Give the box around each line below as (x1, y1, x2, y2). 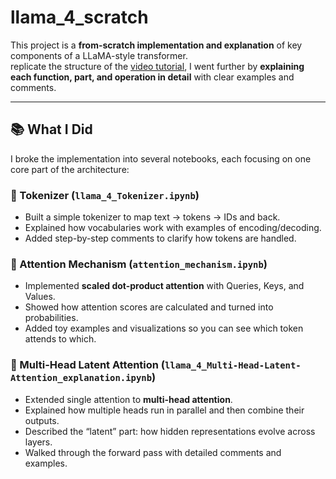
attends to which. (24, 333, 97, 345)
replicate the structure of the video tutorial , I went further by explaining (10, 60, 305, 72)
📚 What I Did (10, 121, 93, 138)
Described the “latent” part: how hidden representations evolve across (24, 425, 316, 437)
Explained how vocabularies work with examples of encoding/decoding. (24, 222, 322, 234)
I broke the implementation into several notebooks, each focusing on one (10, 152, 312, 165)
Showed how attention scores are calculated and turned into (24, 301, 274, 313)
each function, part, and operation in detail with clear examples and (10, 71, 295, 83)
